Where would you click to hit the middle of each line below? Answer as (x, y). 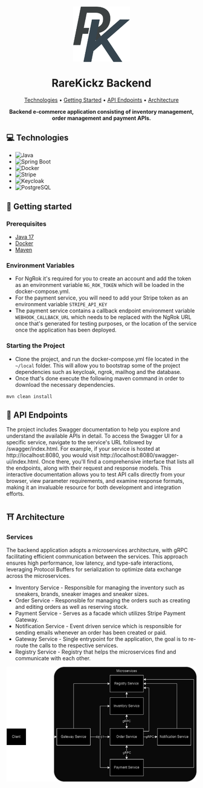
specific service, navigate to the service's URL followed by (79, 442)
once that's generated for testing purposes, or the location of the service (106, 324)
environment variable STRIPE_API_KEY (61, 304)
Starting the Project (36, 346)
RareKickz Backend (101, 83)
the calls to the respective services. (74, 646)
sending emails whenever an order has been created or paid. (91, 632)
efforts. (15, 494)
